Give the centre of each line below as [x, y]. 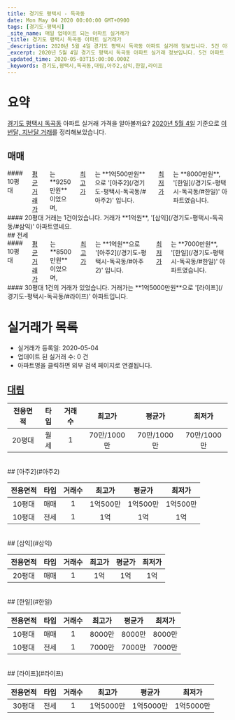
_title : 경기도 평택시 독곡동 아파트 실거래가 [64, 40]
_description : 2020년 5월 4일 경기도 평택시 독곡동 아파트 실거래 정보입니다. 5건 [113, 46]
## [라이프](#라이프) [36, 674]
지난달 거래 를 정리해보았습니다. [64, 132]
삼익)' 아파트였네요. [45, 226]
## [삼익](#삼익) [30, 543]
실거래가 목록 [43, 327]
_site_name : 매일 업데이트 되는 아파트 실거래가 [68, 33]
